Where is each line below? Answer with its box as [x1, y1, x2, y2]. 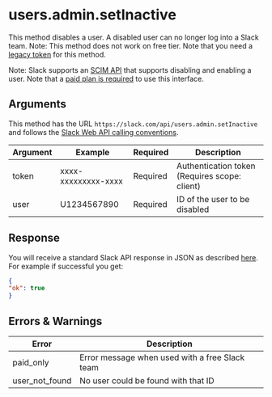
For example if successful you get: [8, 261, 124, 271]
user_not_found [12, 375, 72, 386]
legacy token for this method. [8, 49, 107, 59]
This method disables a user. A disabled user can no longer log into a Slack [8, 32, 259, 42]
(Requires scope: [176, 170, 241, 181]
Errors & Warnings [8, 314, 103, 328]
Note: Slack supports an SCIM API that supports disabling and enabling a [8, 65, 252, 74]
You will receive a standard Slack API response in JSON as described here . [8, 252, 259, 262]
